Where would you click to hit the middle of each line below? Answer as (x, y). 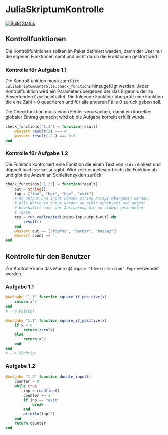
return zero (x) (39, 330)
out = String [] (30, 189)
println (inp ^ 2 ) (39, 414)
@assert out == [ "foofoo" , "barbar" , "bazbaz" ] (65, 231)
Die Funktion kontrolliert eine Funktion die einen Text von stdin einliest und (83, 164)
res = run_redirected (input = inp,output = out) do (65, 217)
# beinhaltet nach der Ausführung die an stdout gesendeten (79, 208)
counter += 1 (37, 395)
